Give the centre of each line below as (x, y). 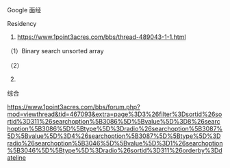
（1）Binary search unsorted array (55, 51)
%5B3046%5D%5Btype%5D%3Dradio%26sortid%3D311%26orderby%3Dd (115, 150)
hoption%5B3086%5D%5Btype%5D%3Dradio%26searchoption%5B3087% (115, 129)
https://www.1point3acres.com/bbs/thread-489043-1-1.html (101, 37)
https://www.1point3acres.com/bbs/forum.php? (74, 107)
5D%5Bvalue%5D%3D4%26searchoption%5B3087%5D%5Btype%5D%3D (114, 136)
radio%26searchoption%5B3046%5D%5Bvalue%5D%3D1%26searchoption (115, 143)
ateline (16, 158)
